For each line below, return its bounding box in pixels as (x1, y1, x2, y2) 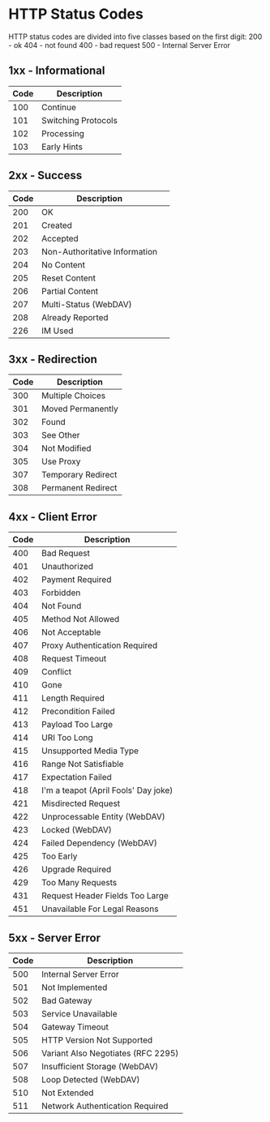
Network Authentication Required (41, 1100, 169, 1111)
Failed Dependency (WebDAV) (41, 837, 158, 849)
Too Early (41, 850, 78, 862)
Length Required (41, 692, 105, 704)
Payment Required (41, 574, 112, 585)
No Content (41, 259, 86, 270)
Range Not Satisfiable (41, 759, 124, 770)
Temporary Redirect (41, 469, 118, 481)
